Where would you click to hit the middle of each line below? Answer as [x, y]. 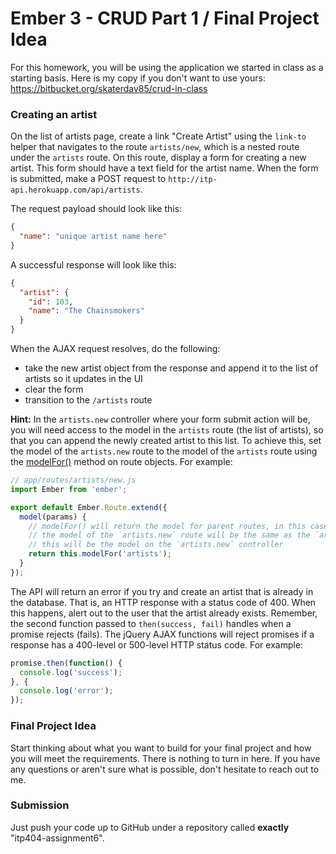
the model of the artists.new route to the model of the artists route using [164, 451]
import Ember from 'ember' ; [69, 489]
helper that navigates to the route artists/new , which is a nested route [155, 147]
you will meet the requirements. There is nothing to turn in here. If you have [165, 758]
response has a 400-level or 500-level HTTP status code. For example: [157, 644]
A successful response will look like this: [93, 264]
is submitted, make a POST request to [88, 179]
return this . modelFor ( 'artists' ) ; [100, 554]
